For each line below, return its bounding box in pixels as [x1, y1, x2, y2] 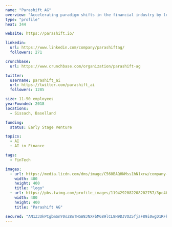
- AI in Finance [10, 144, 45, 149]
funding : [5, 120, 24, 125]
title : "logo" [14, 186, 45, 191]
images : [5, 167, 22, 172]
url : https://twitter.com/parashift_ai [10, 82, 95, 87]
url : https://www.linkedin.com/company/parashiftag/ [10, 45, 125, 50]
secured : [5, 214, 24, 219]
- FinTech [10, 157, 31, 163]
